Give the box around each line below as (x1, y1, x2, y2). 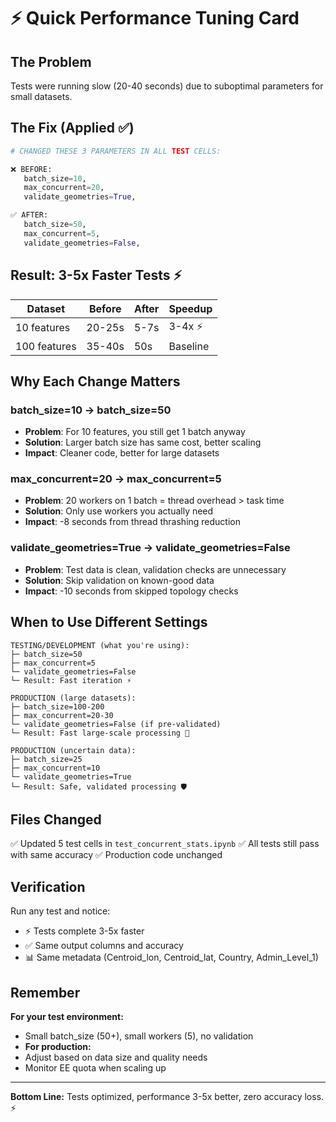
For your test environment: (10, 1011, 124, 1023)
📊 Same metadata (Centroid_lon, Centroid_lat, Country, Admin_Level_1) (24, 951, 319, 964)
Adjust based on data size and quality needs (24, 1051, 208, 1064)
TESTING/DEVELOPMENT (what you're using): (10, 640, 190, 650)
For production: (24, 1041, 92, 1053)
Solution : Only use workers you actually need (24, 505, 214, 517)
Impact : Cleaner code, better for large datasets (24, 447, 220, 459)
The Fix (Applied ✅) (10, 120, 135, 137)
